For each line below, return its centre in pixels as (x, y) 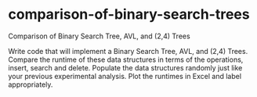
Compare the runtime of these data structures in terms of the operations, (126, 59)
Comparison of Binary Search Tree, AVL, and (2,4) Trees (99, 36)
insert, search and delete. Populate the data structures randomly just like (125, 67)
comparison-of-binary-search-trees (129, 14)
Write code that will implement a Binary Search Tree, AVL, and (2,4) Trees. (128, 51)
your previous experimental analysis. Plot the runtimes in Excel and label (125, 76)
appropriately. (31, 84)
